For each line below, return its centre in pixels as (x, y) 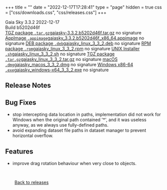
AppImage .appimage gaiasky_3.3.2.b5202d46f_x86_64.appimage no (75, 38)
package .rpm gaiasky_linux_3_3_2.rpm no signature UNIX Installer (73, 49)
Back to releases (32, 183)
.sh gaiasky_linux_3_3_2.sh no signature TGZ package (60, 54)
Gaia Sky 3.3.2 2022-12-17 (32, 22)
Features (19, 151)
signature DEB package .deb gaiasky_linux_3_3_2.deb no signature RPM (78, 43)
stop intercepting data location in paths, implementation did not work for (86, 115)
